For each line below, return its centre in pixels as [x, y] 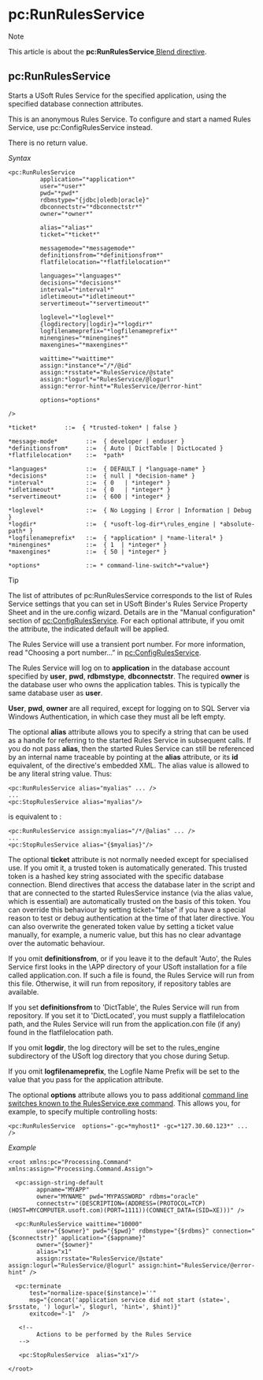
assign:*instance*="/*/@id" [86, 365]
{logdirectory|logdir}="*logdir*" [96, 324]
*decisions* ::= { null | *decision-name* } [102, 476]
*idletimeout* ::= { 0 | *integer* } [89, 489]
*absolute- [237, 524]
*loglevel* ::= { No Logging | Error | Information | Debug [130, 510]
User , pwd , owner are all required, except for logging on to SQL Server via [129, 708]
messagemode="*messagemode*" [87, 248]
